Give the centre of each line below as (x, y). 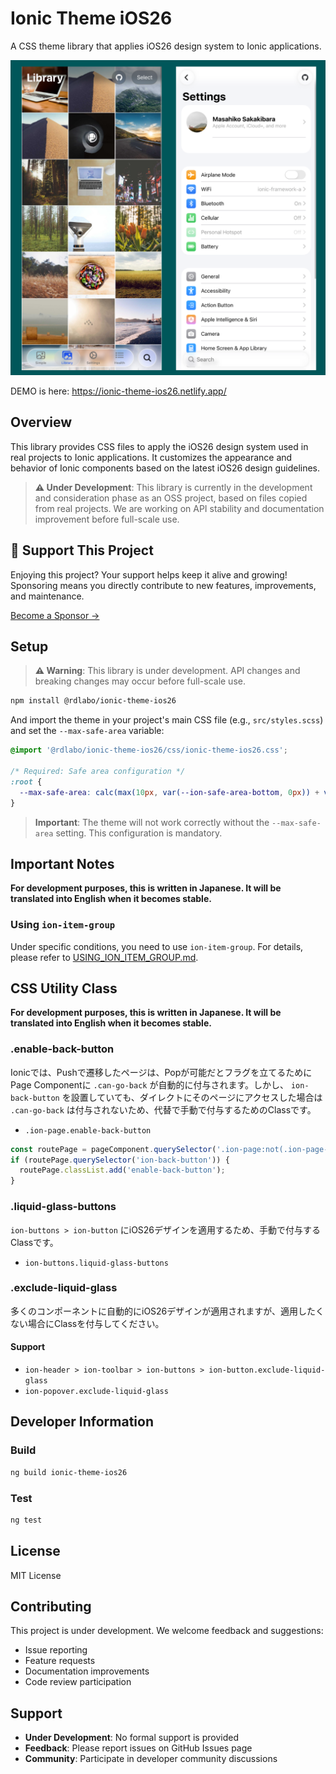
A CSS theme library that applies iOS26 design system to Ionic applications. (166, 46)
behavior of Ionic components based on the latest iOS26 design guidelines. (165, 468)
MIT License (36, 1575)
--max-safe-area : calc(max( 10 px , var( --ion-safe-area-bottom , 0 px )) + (169, 792)
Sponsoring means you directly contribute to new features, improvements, (163, 585)
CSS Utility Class (64, 988)
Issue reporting (56, 1650)
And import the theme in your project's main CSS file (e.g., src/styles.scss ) (167, 720)
